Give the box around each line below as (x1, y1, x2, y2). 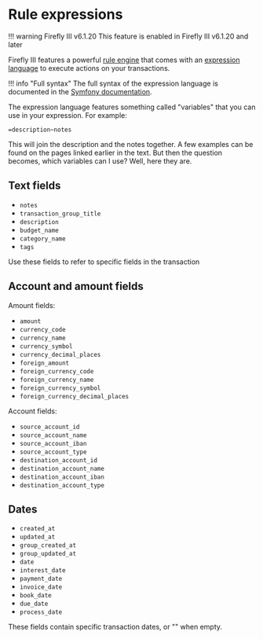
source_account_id (19, 423, 80, 431)
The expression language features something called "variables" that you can (8, 102, 256, 112)
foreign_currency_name (19, 376, 94, 384)
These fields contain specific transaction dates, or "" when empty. (8, 622, 222, 632)
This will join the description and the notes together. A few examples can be (8, 139, 254, 149)
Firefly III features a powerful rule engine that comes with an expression (8, 55, 241, 64)
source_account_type (19, 448, 87, 456)
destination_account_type (19, 481, 104, 489)
